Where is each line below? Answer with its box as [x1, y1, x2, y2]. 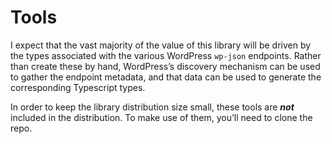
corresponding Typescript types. [10, 81, 146, 93]
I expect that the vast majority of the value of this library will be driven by [10, 39, 312, 51]
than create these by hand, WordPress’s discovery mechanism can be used [10, 60, 321, 72]
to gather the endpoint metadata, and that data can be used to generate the [10, 71, 322, 83]
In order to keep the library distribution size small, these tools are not [10, 101, 295, 113]
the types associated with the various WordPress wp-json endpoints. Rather [10, 49, 322, 61]
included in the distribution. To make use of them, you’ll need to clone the [10, 111, 313, 123]
